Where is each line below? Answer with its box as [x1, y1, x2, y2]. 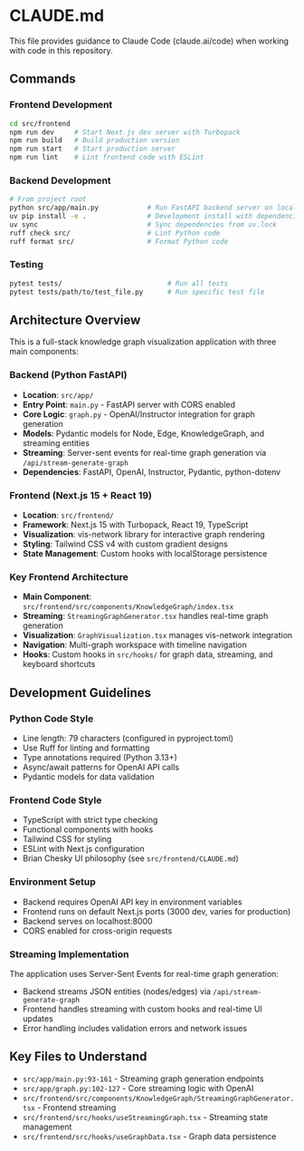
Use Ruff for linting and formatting [22, 742, 150, 753]
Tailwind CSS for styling [22, 834, 112, 845]
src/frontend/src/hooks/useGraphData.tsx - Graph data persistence [22, 1130, 277, 1142]
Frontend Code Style [9, 794, 102, 807]
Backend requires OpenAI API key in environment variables [22, 896, 242, 907]
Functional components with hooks [22, 824, 154, 835]
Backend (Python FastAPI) [9, 369, 128, 382]
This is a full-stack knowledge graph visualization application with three [9, 336, 277, 347]
